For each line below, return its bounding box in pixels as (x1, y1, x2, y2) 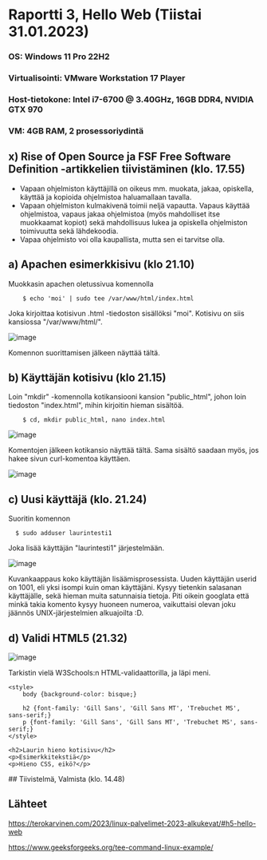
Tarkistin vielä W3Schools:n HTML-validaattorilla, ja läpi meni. (8, 668, 211, 677)
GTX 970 (8, 104, 44, 115)
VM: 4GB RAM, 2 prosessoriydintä (8, 125, 144, 137)
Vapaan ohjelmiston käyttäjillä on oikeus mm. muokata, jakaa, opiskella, (19, 184, 254, 193)
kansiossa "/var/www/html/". (8, 317, 104, 327)
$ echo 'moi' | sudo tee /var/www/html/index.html (22, 294, 194, 303)
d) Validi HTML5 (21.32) (8, 631, 128, 644)
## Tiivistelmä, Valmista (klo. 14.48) (8, 774, 125, 783)
